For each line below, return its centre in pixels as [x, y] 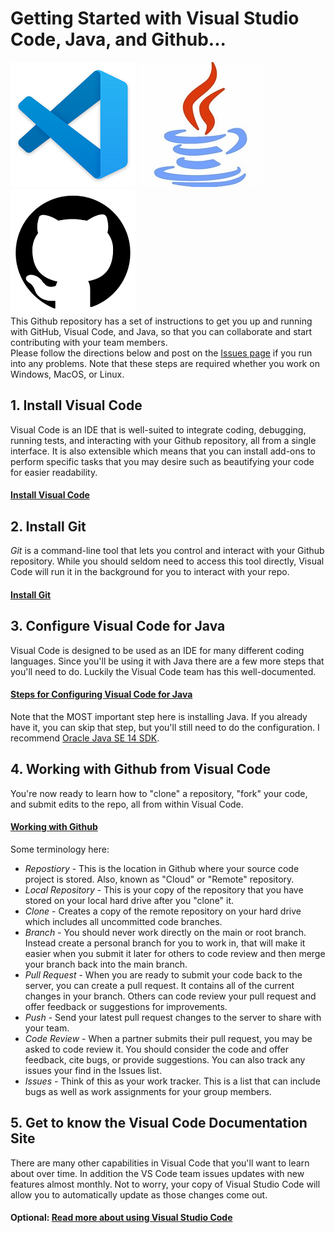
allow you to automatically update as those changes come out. [139, 1194]
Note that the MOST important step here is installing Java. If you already [159, 716]
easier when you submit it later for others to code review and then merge [175, 953]
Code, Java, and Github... [118, 39]
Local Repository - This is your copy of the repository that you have [164, 889]
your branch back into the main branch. [106, 964]
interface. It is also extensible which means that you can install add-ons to [163, 451]
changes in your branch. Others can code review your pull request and [170, 996]
